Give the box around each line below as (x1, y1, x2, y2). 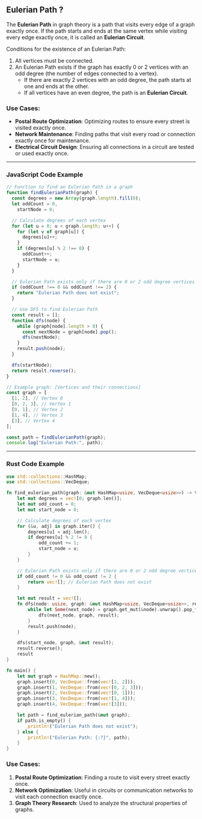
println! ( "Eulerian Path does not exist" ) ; (28, 723, 138, 729)
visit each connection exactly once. (14, 792, 103, 800)
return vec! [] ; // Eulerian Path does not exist (28, 579, 152, 585)
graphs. (14, 806, 34, 813)
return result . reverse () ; (11, 368, 77, 374)
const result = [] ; (11, 312, 61, 318)
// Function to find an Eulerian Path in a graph (6, 184, 133, 190)
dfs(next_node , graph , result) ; (38, 612, 120, 618)
